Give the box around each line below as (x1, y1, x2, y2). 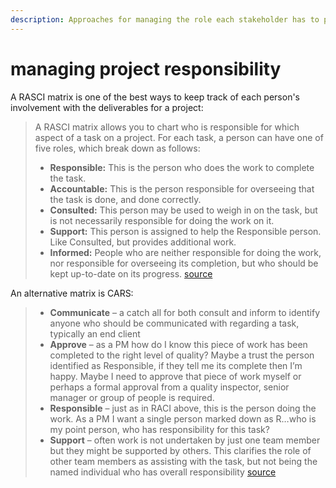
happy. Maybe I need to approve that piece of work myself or (49, 370, 302, 382)
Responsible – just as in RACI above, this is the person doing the (49, 402, 317, 414)
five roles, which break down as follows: (34, 142, 201, 154)
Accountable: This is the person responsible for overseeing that (49, 182, 315, 195)
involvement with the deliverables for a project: (10, 101, 204, 113)
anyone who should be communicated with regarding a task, (49, 317, 300, 329)
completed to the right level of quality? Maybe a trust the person (49, 349, 315, 361)
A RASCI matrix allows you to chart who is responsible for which (34, 121, 300, 133)
